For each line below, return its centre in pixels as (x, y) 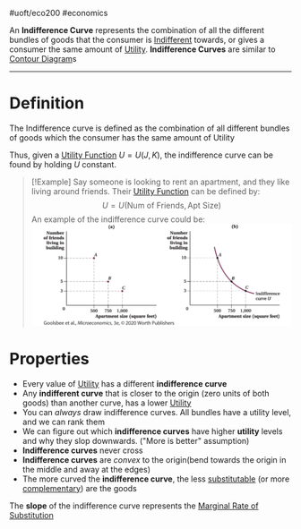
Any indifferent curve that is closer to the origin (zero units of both (146, 393)
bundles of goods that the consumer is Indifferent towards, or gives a (137, 40)
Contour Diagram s (43, 59)
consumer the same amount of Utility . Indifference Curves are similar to (142, 49)
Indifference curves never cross (82, 450)
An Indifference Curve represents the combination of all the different (137, 30)
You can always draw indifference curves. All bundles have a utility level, (157, 412)
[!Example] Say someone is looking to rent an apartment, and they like (160, 182)
